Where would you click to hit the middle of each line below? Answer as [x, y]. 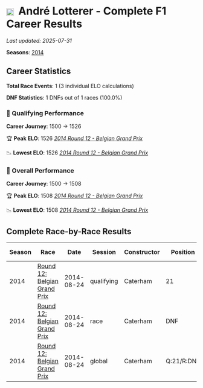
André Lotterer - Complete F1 [92, 11]
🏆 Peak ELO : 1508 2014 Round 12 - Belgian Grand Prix [75, 196]
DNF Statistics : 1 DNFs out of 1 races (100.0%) [64, 97]
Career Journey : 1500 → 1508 [44, 184]
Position [183, 252]
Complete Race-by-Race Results [69, 231]
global [98, 361]
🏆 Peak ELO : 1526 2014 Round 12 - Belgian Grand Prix [75, 138]
